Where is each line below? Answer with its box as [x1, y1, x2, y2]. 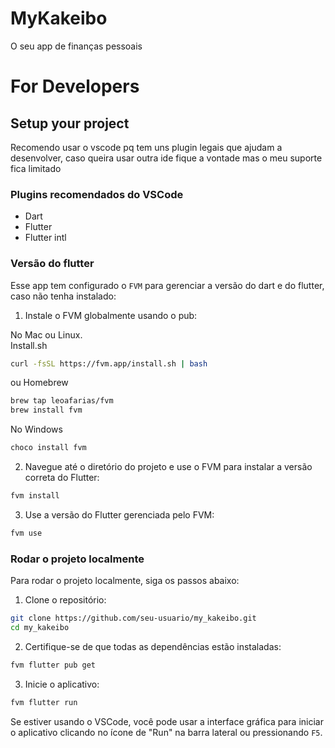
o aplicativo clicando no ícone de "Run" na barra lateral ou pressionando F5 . [10, 726, 323, 738]
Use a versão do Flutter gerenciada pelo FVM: [24, 508, 215, 521]
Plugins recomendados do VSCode [10, 187, 184, 201]
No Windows [10, 423, 63, 436]
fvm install [10, 491, 60, 501]
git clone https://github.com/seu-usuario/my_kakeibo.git [10, 613, 257, 624]
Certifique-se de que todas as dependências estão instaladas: [24, 640, 282, 652]
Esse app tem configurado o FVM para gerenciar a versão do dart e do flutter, [10, 279, 325, 291]
